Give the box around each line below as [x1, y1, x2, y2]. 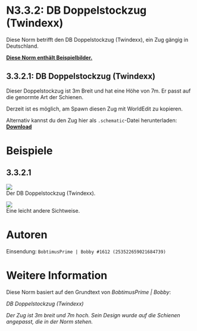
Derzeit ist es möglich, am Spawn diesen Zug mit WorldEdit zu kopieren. [6, 105, 183, 112]
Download [6, 123, 32, 130]
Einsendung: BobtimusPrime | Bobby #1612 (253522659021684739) [6, 247, 167, 255]
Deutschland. [6, 42, 39, 50]
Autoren [6, 228, 48, 241]
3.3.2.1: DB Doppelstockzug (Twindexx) [6, 71, 156, 81]
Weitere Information [6, 268, 108, 282]
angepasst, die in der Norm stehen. [6, 318, 93, 325]
